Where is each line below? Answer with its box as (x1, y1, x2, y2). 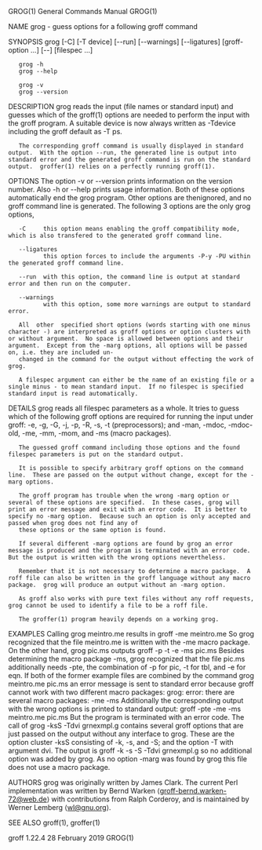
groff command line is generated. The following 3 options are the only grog (8, 202, 251, 210)
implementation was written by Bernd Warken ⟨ (8, 786, 161, 795)
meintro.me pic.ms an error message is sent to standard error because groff (8, 679, 254, 688)
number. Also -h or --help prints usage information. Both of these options (8, 184, 246, 194)
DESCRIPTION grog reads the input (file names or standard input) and (8, 102, 234, 111)
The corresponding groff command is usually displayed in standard (18, 142, 244, 150)
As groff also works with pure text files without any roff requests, (18, 595, 255, 603)
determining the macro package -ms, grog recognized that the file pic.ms (8, 655, 246, 663)
